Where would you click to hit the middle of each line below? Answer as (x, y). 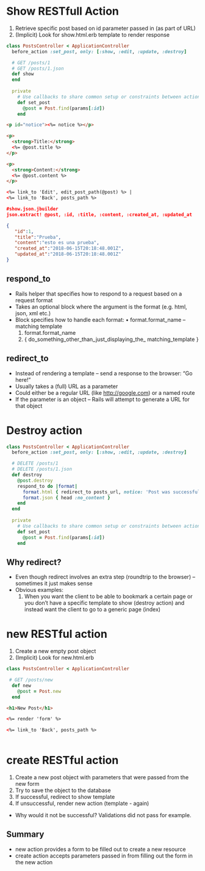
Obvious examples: (39, 590)
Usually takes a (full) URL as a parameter (67, 386)
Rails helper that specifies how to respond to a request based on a (99, 293)
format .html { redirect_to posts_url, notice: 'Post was (96, 492)
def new (22, 686)
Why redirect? (34, 562)
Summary (25, 835)
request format (34, 300)
